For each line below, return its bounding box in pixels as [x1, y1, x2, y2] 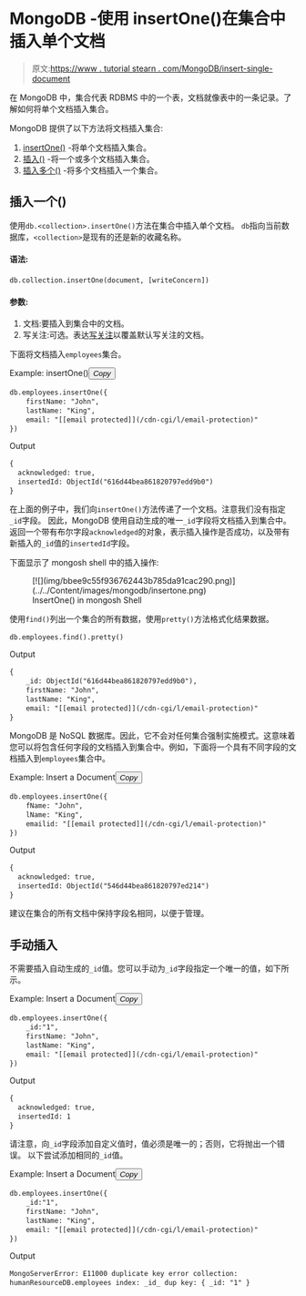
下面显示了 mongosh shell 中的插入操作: [9, 557, 159, 568]
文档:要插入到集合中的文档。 [22, 318, 129, 329]
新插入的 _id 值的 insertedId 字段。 [9, 538, 135, 549]
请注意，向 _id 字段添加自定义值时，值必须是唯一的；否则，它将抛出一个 [9, 1138, 278, 1148]
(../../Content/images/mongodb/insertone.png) [32, 585, 207, 597]
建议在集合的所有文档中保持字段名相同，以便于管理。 [9, 908, 209, 919]
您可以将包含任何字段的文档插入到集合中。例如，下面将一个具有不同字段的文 [9, 741, 297, 752]
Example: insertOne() [9, 368, 89, 379]
